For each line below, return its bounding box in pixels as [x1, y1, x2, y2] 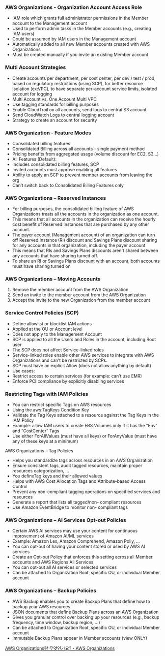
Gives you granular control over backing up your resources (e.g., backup [12, 614, 160, 620]
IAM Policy [12, 417, 34, 423]
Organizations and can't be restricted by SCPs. [12, 357, 108, 363]
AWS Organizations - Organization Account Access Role [5, 4, 142, 11]
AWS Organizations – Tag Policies [5, 448, 74, 454]
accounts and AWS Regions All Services [12, 559, 94, 565]
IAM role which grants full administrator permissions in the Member [12, 15, 149, 21]
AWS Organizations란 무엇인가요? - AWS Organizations [5, 645, 115, 651]
